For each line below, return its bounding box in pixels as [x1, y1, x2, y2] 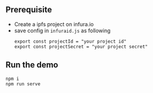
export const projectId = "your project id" [14, 38, 127, 44]
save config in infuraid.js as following [14, 27, 111, 34]
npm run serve [5, 80, 41, 87]
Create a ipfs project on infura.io [14, 20, 94, 27]
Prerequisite [5, 5, 52, 15]
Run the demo [5, 60, 59, 70]
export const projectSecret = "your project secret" [14, 44, 148, 49]
